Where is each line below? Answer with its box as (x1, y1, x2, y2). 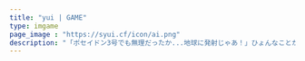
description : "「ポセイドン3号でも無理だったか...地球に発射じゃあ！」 (9, 38, 252, 48)
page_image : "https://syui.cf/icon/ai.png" (9, 30, 181, 39)
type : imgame (9, 22, 59, 30)
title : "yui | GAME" (9, 13, 88, 22)
